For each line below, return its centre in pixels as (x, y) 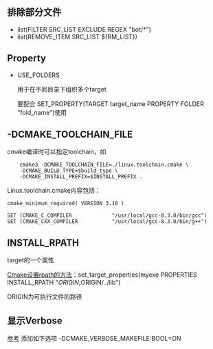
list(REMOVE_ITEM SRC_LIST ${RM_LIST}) (77, 36)
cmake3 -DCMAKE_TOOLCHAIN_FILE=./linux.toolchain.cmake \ (104, 165)
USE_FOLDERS (38, 75)
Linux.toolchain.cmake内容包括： (54, 191)
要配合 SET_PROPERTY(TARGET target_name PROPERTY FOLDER (110, 104)
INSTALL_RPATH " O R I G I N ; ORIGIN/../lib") (64, 283)
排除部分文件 (34, 12)
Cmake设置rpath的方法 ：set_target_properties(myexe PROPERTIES (102, 275)
